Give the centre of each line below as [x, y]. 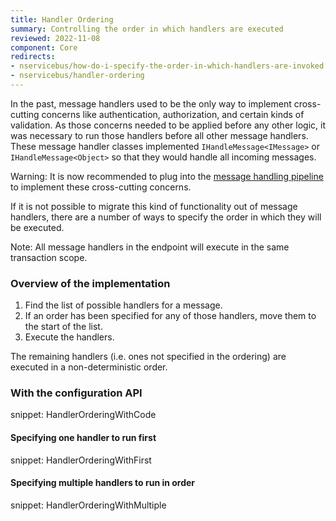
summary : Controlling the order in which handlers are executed [147, 29]
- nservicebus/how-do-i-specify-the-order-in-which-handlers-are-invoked [167, 66]
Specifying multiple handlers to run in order [103, 483]
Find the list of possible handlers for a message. [123, 305]
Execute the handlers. [69, 337]
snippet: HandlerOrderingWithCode [83, 415]
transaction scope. [49, 257]
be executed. [37, 227]
